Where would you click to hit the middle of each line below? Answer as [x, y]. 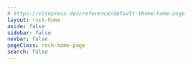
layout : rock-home [34, 20]
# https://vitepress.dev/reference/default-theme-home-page [96, 13]
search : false [28, 52]
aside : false [26, 26]
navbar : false [28, 39]
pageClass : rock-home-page [46, 45]
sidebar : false [29, 33]
